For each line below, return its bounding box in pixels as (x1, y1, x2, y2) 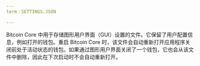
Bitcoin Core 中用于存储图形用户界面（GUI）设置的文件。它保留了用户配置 (6, 31, 188, 38)
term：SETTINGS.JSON (6, 8, 57, 15)
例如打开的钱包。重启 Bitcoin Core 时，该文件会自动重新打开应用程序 (16, 38, 186, 45)
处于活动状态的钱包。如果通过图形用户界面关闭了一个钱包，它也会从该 (16, 46, 189, 53)
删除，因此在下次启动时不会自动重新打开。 (16, 53, 121, 60)
